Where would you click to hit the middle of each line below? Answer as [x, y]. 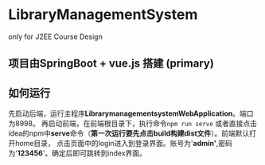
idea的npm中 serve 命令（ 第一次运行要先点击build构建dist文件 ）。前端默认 [129, 133]
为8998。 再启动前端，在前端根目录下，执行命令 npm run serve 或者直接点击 [132, 124]
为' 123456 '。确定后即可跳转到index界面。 [78, 153]
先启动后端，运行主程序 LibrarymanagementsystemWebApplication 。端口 [131, 113]
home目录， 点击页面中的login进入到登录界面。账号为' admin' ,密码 [124, 144]
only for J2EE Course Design [56, 36]
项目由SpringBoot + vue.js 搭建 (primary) [111, 64]
